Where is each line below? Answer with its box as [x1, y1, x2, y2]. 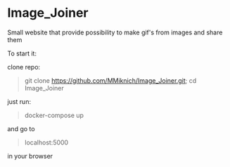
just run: [7, 97, 32, 106]
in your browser [7, 152, 53, 160]
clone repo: [7, 62, 41, 71]
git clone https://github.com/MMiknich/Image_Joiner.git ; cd [24, 76, 197, 85]
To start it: [7, 49, 37, 58]
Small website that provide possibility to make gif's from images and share [7, 28, 223, 36]
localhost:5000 [24, 138, 69, 147]
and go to [7, 124, 35, 133]
